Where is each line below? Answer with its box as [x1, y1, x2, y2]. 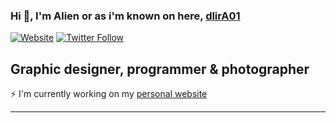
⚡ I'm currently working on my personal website [10, 88, 208, 100]
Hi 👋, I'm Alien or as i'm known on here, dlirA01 [10, 9, 241, 23]
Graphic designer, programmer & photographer [10, 60, 310, 78]
